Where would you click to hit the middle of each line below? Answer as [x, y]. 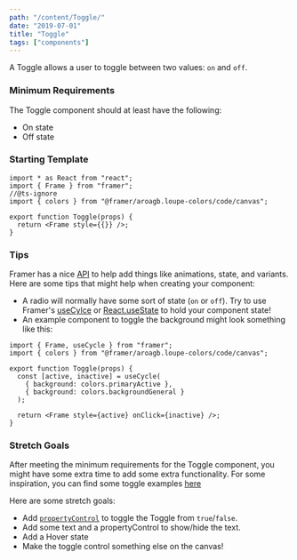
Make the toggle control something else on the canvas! [123, 547]
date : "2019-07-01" [45, 26]
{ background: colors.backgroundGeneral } [105, 392]
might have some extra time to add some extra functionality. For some [137, 474]
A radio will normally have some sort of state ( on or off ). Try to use [144, 301]
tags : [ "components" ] [49, 42]
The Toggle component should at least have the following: [116, 110]
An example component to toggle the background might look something [154, 320]
